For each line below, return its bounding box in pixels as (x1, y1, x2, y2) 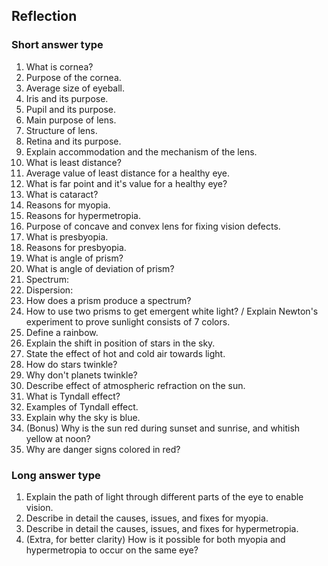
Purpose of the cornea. (25, 71, 122, 83)
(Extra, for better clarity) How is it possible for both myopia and (25, 533, 286, 545)
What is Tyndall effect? (25, 390, 121, 402)
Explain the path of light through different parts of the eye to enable (25, 490, 304, 503)
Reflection (11, 8, 78, 25)
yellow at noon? (25, 432, 91, 444)
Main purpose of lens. (25, 114, 117, 126)
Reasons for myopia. (25, 199, 111, 211)
